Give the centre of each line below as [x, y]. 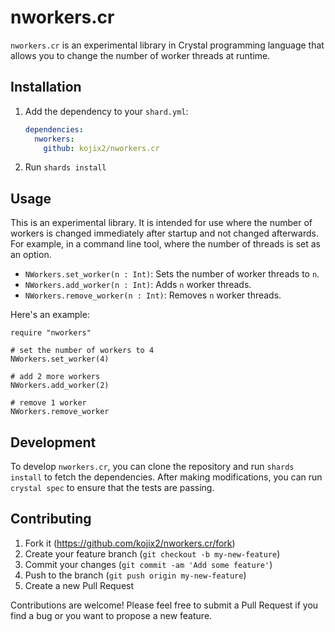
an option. [31, 255]
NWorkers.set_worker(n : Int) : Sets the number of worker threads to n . [172, 274]
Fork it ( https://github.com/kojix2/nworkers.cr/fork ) [130, 543]
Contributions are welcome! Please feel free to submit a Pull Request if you [164, 605]
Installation [46, 87]
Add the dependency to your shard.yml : [106, 111]
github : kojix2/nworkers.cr [101, 148]
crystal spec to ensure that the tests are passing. [112, 487]
